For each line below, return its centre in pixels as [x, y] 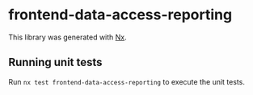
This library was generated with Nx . [67, 37]
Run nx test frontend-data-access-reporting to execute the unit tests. [126, 81]
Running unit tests [55, 62]
